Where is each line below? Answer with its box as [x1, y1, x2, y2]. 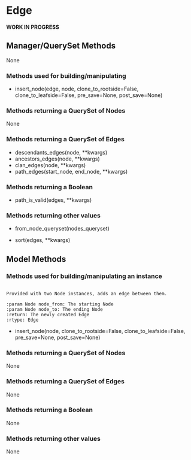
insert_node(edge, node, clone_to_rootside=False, [14, 85, 139, 93]
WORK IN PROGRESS [6, 23, 60, 31]
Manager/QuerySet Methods [6, 41, 116, 51]
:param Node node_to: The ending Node [6, 306, 103, 312]
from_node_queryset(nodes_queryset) [14, 225, 110, 232]
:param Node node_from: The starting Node [6, 301, 114, 307]
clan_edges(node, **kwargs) [14, 161, 86, 168]
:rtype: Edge [6, 317, 39, 323]
